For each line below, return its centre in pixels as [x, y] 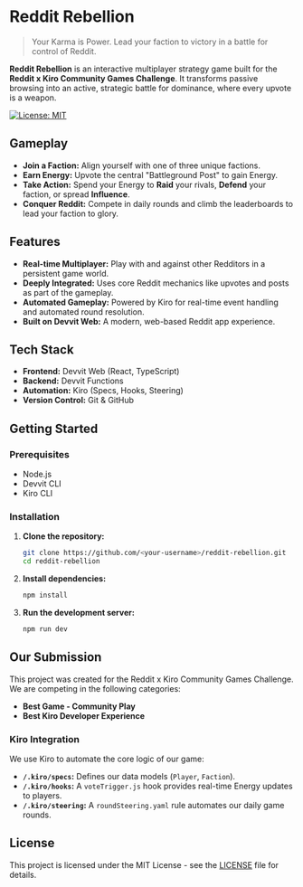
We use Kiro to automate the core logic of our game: [107, 759]
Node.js [37, 474]
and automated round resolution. [83, 311]
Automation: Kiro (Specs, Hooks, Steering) [103, 391]
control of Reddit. [64, 51]
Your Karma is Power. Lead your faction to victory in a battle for [150, 42]
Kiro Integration [44, 739]
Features [35, 242]
